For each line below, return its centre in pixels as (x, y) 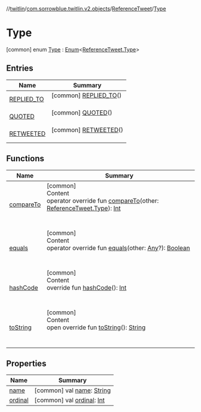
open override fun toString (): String (96, 327)
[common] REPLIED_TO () (86, 95)
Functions (25, 159)
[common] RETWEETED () (87, 130)
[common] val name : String (73, 390)
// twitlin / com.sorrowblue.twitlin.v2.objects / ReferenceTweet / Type (86, 9)
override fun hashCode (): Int (87, 287)
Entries (20, 68)
